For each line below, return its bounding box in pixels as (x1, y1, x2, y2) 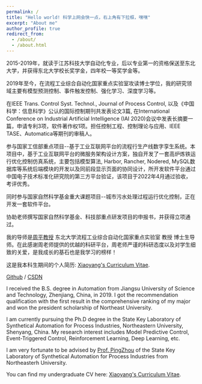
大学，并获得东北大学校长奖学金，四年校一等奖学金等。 (6, 67, 143, 74)
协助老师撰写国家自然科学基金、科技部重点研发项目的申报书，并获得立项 (6, 213, 185, 220)
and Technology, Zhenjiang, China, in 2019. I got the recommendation (6, 291, 179, 298)
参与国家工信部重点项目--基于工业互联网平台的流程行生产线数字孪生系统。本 (6, 142, 195, 150)
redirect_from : (6, 31, 44, 37)
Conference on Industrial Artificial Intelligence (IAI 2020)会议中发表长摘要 (6, 115, 188, 122)
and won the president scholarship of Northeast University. (6, 304, 153, 311)
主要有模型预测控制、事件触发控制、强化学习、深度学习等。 (11, 87, 159, 94)
